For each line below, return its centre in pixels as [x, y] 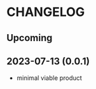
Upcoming [30, 38]
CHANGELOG [46, 12]
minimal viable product [49, 78]
